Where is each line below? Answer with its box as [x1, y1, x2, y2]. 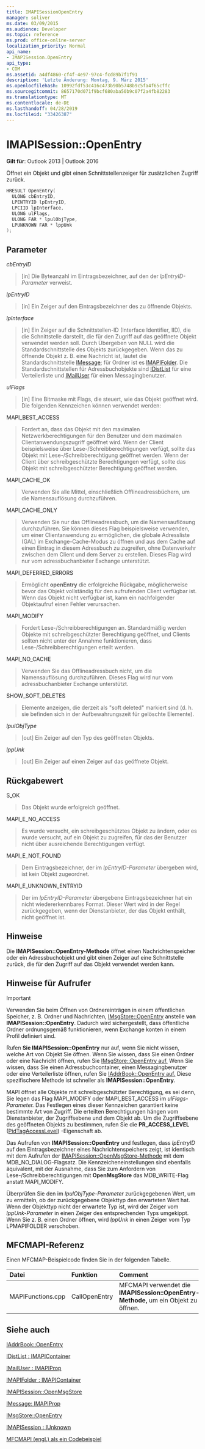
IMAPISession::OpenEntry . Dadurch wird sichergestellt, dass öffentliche [6, 1019, 190, 1026]
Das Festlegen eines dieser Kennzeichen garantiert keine [35, 1101, 179, 1109]
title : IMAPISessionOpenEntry [6, 9, 84, 15]
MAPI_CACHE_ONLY [6, 506, 58, 514]
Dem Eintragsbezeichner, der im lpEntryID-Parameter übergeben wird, [21, 864, 198, 871]
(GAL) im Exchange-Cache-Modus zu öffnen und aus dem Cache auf [21, 538, 195, 546]
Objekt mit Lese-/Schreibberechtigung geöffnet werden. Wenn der [21, 451, 189, 459]
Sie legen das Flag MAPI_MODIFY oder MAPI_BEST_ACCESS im [6, 1095, 167, 1102]
